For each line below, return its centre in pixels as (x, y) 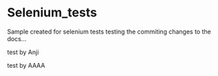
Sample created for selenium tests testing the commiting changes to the (109, 31)
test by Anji (23, 52)
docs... (17, 38)
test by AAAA (26, 65)
